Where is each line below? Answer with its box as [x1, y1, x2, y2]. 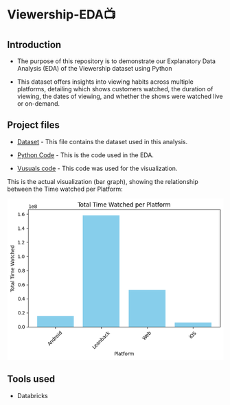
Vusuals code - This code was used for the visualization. [16, 164, 178, 172]
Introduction [7, 38, 62, 50]
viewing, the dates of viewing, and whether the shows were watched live [16, 92, 223, 100]
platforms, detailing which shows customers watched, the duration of [16, 85, 214, 93]
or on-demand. [16, 100, 60, 108]
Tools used [7, 373, 56, 385]
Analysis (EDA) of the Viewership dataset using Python [16, 65, 172, 72]
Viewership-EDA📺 [7, 7, 116, 23]
